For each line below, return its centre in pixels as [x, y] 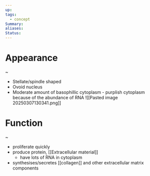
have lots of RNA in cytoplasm [51, 157]
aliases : [14, 29]
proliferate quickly [31, 146]
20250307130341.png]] [37, 103]
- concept [20, 19]
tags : [11, 15]
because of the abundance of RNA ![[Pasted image [65, 97]
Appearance [32, 58]
